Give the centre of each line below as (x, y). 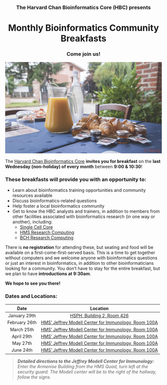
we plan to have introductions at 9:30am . (48, 274)
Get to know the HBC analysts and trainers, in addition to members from (86, 211)
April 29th (22, 336)
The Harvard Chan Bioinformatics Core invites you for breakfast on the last (83, 161)
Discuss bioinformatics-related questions (54, 201)
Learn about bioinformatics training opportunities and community (79, 190)
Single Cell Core (36, 227)
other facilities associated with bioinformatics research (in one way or (84, 217)
